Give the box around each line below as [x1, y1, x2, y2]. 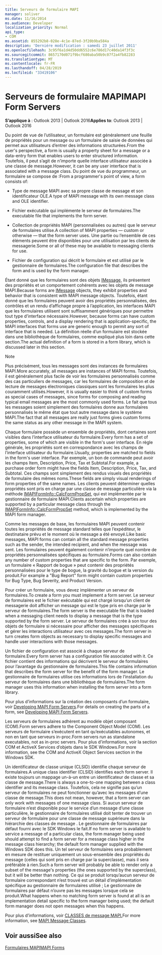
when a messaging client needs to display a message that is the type [5, 612, 143, 619]
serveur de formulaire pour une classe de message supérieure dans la [5, 815, 145, 821]
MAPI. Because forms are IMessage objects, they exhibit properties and [5, 287, 147, 293]
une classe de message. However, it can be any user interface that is [5, 163, 141, 169]
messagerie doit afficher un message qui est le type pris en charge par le [5, 602, 151, 608]
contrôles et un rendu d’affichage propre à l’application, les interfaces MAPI [5, 303, 156, 309]
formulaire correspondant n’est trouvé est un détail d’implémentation [5, 877, 142, 883]
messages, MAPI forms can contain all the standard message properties [5, 536, 149, 542]
